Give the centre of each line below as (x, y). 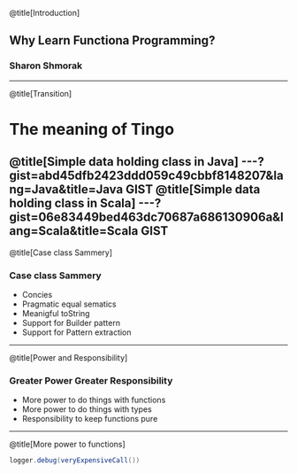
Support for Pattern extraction (76, 332)
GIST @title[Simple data (193, 190)
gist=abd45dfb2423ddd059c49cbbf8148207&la (147, 176)
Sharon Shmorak (46, 66)
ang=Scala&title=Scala (74, 231)
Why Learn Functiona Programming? (112, 40)
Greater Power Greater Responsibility (91, 380)
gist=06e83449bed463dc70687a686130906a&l (147, 218)
